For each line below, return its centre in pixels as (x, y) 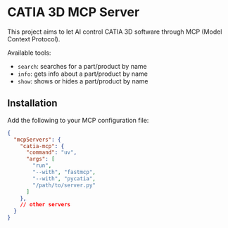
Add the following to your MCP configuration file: (78, 120)
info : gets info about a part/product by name (82, 74)
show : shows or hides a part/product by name (83, 81)
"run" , (42, 166)
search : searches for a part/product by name (82, 66)
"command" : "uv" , (51, 153)
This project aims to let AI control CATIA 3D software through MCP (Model (115, 32)
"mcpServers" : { (37, 140)
